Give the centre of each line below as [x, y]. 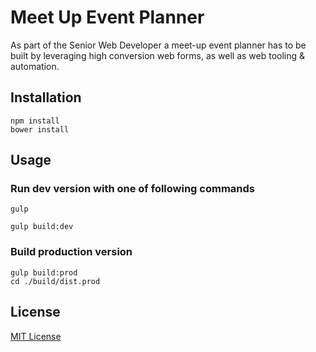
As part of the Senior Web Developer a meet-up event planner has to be [158, 45]
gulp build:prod [44, 272]
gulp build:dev [42, 227]
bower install [40, 129]
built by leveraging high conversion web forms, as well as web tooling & [158, 55]
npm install [35, 121]
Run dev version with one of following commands [133, 189]
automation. [35, 66]
